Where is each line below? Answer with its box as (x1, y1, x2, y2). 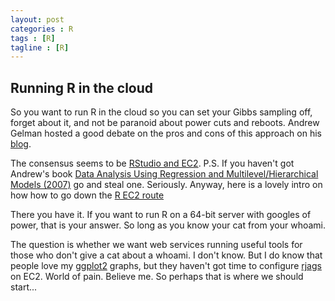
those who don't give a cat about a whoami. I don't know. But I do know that (10, 249, 323, 261)
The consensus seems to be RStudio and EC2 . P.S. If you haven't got (10, 157, 295, 170)
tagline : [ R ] (10, 42, 70, 53)
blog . (10, 138, 32, 150)
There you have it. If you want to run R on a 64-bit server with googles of (10, 209, 312, 221)
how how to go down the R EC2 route (10, 189, 165, 201)
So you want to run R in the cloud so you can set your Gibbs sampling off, (10, 106, 313, 118)
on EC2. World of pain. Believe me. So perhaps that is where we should (10, 271, 304, 283)
